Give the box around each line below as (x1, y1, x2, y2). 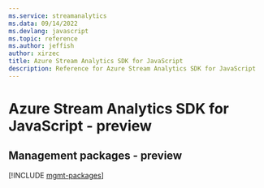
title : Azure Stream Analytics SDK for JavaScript (8, 58, 184, 66)
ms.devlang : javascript (8, 27, 89, 35)
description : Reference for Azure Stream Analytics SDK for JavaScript (8, 65, 256, 73)
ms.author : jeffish (8, 42, 75, 50)
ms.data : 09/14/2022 (8, 19, 79, 28)
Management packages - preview (8, 149, 183, 163)
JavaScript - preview (8, 117, 153, 135)
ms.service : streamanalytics (8, 11, 107, 20)
